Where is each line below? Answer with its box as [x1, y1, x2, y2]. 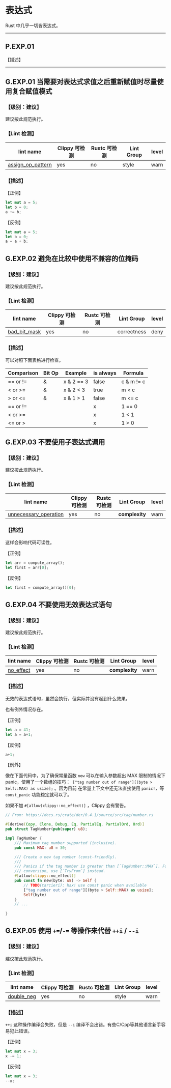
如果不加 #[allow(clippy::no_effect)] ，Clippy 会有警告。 [5, 803, 129, 809]
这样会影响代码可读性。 [5, 539, 54, 545]
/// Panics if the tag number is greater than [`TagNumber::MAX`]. [14, 864, 160, 869]
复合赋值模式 [12, 87, 52, 96]
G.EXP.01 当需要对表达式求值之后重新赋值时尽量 [5, 77, 157, 87]
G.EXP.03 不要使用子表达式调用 [5, 438, 105, 446]
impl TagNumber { [5, 836, 42, 841]
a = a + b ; [5, 239, 28, 244]
